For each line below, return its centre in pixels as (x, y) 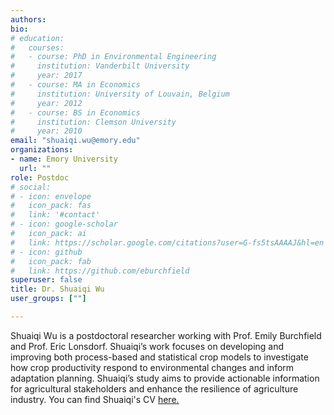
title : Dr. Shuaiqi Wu (57, 289)
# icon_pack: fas (51, 206)
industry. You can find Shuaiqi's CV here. (95, 399)
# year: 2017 (46, 76)
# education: (37, 38)
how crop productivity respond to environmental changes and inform (152, 367)
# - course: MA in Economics (75, 85)
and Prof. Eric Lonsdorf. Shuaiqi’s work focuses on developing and (147, 346)
